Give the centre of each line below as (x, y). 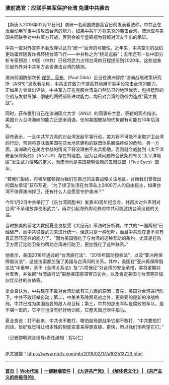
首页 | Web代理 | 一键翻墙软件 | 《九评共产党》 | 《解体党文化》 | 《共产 (81, 371)
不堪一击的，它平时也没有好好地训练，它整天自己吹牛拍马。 (67, 310)
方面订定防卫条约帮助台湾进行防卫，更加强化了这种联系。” (69, 244)
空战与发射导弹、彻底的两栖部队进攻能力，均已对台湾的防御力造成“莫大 (79, 96)
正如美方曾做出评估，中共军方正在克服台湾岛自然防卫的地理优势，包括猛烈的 (84, 90)
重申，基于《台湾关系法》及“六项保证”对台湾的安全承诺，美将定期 (89, 268)
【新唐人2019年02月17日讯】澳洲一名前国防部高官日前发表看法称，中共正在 (83, 25)
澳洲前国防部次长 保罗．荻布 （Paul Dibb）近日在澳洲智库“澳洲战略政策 (79, 78)
